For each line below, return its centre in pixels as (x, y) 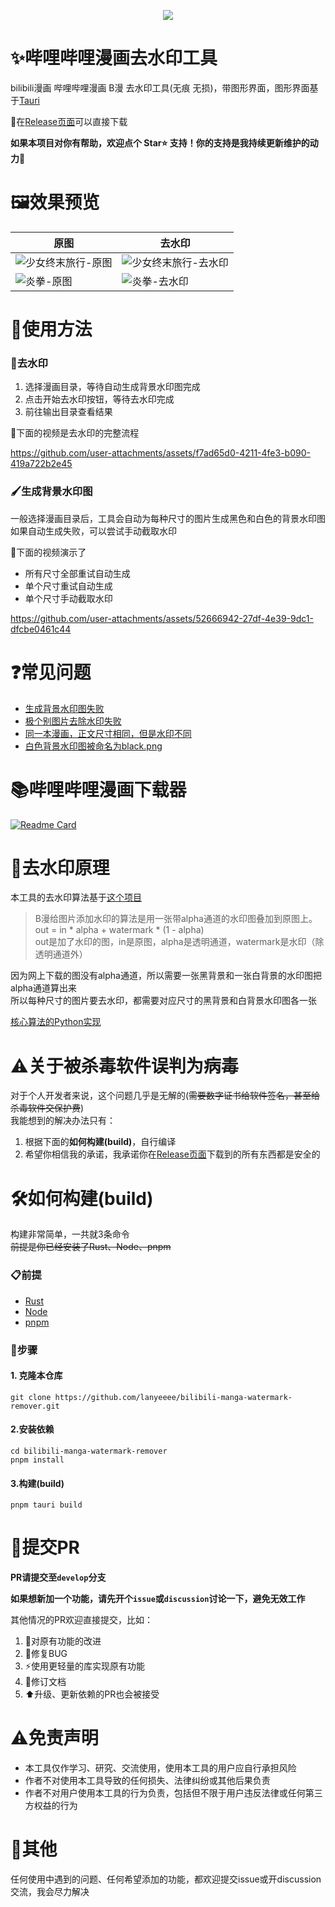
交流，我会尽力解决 (50, 1891)
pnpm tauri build (46, 1505)
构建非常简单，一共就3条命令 (70, 1234)
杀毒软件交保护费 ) (47, 1108)
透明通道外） (61, 954)
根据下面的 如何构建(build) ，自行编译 (100, 1142)
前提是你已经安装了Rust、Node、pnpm (91, 1247)
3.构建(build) (37, 1483)
